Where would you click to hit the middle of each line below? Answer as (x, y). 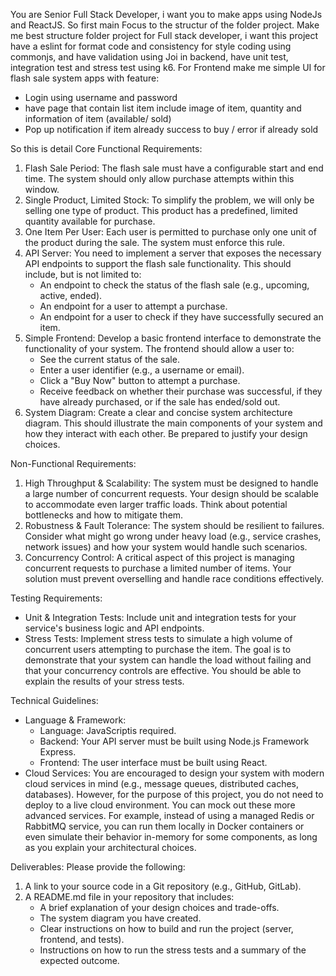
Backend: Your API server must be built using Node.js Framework (174, 741)
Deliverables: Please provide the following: (98, 867)
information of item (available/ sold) (98, 118)
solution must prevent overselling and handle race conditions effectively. (174, 578)
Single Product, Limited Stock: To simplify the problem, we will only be (169, 200)
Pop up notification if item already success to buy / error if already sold (171, 129)
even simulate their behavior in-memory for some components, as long (171, 837)
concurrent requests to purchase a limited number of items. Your (158, 568)
